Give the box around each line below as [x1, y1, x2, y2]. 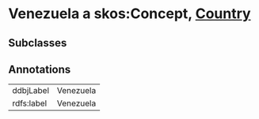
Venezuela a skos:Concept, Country [8, 5, 251, 23]
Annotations [8, 62, 71, 76]
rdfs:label [12, 98, 48, 109]
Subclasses [8, 36, 67, 50]
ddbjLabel [12, 85, 50, 96]
